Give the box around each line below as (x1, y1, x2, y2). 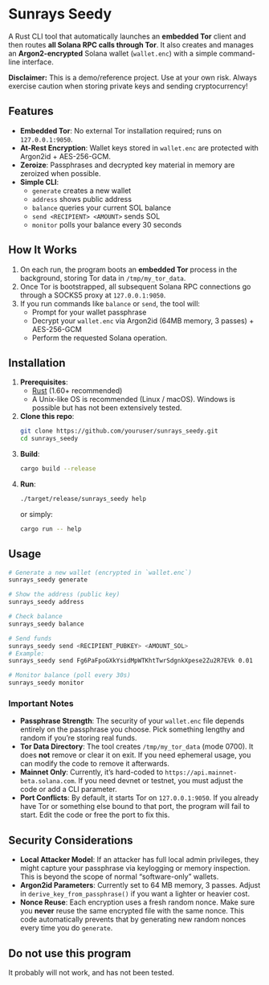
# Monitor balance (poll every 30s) (8, 671, 131, 679)
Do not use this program (8, 946, 132, 960)
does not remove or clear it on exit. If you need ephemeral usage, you (19, 750, 251, 760)
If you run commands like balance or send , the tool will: (19, 298, 201, 308)
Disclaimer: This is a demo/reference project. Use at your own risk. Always (8, 72, 257, 82)
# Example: (8, 649, 45, 658)
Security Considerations (8, 833, 134, 847)
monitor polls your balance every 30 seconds (31, 220, 182, 229)
